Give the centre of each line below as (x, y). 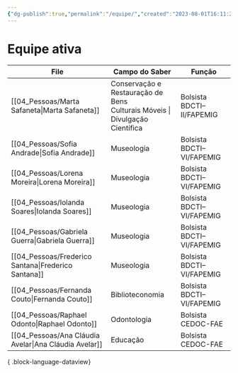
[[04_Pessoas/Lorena (47, 173)
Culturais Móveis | (141, 110)
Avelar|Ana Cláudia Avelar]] (57, 344)
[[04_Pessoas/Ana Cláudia (56, 335)
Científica (127, 128)
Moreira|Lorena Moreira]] (53, 182)
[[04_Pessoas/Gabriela (50, 231)
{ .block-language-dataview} (49, 362)
